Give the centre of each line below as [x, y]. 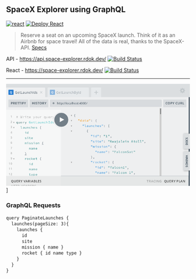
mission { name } [43, 247]
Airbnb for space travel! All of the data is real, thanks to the [91, 41]
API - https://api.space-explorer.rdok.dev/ [56, 58]
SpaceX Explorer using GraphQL [66, 10]
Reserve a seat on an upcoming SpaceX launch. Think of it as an [98, 35]
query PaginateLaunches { [37, 218]
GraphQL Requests [34, 205]
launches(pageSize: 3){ [40, 224]
